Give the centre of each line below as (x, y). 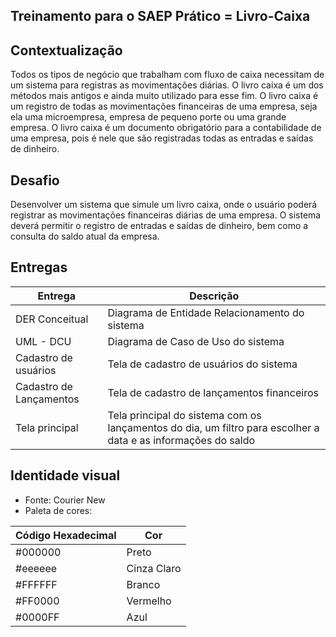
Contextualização (66, 50)
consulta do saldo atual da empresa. (85, 236)
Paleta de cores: (58, 510)
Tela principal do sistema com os (184, 415)
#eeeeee (36, 568)
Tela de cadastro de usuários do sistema (202, 364)
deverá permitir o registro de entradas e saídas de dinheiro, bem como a (159, 226)
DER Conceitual (52, 319)
